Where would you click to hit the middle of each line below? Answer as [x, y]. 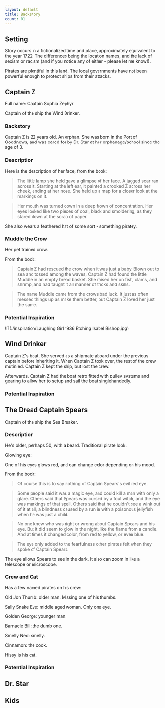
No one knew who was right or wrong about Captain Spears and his [86, 524]
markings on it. [32, 196]
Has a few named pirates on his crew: [43, 588]
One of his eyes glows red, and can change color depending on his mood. [80, 465]
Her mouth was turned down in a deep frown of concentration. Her [85, 206]
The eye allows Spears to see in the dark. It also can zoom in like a [73, 559]
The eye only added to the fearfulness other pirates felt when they [84, 544]
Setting [16, 39]
